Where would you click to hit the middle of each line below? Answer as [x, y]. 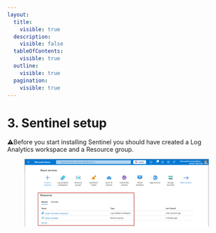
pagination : [31, 80]
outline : [26, 66]
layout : [18, 15]
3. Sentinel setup [57, 123]
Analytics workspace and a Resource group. [70, 150]
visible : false [42, 44]
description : [32, 37]
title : [23, 22]
